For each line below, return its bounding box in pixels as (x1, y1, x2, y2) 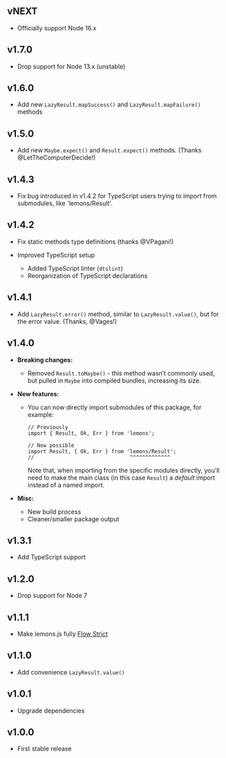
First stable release (17, 745, 72, 753)
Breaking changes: (17, 356, 73, 364)
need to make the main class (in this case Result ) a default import (27, 473, 216, 482)
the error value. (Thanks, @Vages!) (17, 317, 117, 325)
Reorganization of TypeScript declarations (27, 271, 148, 280)
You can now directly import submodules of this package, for (27, 403, 202, 411)
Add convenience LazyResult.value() (17, 668, 125, 676)
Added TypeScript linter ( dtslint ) (27, 264, 123, 272)
